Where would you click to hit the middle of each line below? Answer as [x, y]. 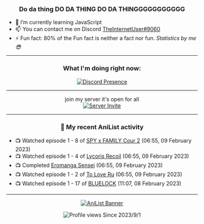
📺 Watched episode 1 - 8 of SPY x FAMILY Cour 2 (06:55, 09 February [103, 140]
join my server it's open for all [102, 99]
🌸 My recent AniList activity [102, 127]
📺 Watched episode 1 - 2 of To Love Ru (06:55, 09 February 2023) [99, 174]
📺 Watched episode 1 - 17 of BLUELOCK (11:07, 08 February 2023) [98, 183]
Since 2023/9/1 [122, 215]
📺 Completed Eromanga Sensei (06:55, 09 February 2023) [89, 165]
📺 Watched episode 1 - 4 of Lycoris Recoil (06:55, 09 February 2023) [102, 156]
